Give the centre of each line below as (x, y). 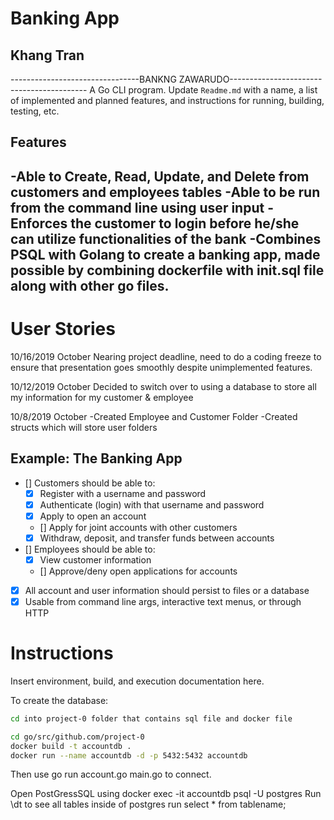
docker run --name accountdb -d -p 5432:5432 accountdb (129, 755)
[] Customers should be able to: (90, 483)
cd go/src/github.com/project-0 (77, 737)
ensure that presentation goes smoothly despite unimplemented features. (161, 367)
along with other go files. (90, 285)
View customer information (95, 559)
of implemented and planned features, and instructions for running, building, (167, 100)
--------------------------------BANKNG (93, 79)
